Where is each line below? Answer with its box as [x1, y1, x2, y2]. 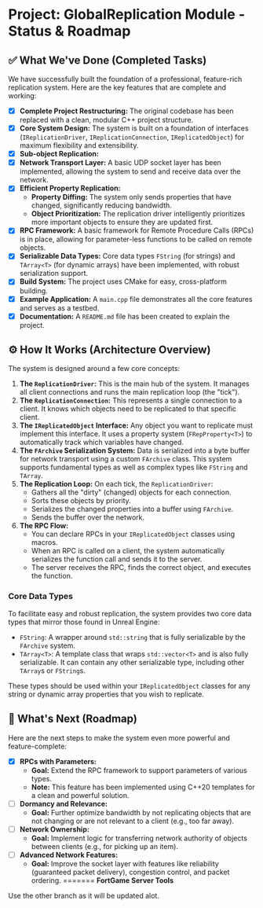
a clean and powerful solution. [31, 790, 130, 800]
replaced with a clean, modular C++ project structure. [19, 116, 194, 125]
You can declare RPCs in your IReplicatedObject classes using [31, 529, 236, 539]
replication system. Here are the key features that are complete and [8, 83, 226, 92]
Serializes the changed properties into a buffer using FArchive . [31, 505, 234, 514]
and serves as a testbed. [19, 303, 100, 312]
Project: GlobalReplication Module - [8, 6, 246, 24]
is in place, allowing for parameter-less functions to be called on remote [19, 234, 253, 244]
